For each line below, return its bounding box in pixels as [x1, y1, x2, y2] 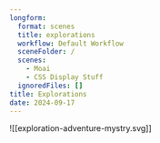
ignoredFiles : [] [17, 81, 84, 90]
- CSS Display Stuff [25, 73, 104, 82]
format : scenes [17, 22, 75, 31]
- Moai [25, 65, 51, 74]
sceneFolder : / [17, 47, 75, 56]
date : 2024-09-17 [9, 97, 75, 107]
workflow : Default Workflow [17, 38, 125, 48]
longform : [9, 13, 47, 23]
